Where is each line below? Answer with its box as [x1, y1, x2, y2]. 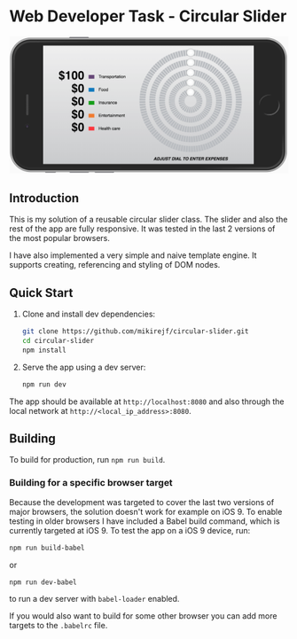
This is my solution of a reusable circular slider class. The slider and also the [9, 214, 288, 225]
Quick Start [9, 285, 74, 300]
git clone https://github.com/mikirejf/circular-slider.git [21, 327, 249, 336]
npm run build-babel [9, 543, 86, 552]
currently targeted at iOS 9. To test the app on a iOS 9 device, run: [9, 525, 251, 535]
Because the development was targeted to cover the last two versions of [9, 496, 275, 507]
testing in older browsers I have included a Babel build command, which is [9, 516, 281, 526]
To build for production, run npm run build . [9, 455, 166, 465]
